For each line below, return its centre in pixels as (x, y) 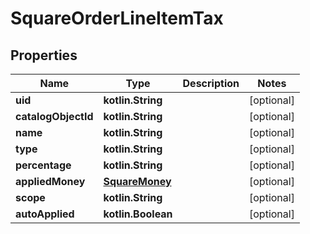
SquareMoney (137, 181)
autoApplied (45, 214)
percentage (43, 165)
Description (211, 83)
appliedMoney (50, 181)
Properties (44, 55)
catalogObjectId (54, 116)
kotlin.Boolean (138, 214)
